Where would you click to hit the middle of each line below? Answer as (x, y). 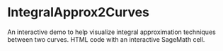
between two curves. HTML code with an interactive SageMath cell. (106, 39)
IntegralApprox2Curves (79, 12)
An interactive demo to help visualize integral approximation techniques (111, 32)
